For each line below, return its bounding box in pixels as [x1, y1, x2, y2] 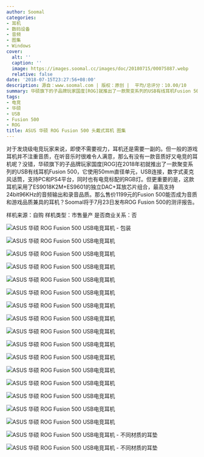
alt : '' [12, 54, 32, 60]
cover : [6, 49, 23, 55]
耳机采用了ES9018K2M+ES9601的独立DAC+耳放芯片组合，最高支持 [6, 183, 175, 190]
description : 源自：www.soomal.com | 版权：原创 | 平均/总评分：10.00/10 [6, 83, 187, 89]
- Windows [6, 43, 32, 49]
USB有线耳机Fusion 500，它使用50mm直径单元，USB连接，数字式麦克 [16, 168, 194, 175]
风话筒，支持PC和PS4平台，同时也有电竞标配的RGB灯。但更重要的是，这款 [6, 176, 194, 183]
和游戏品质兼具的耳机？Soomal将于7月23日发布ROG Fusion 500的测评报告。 [6, 198, 198, 206]
